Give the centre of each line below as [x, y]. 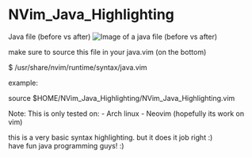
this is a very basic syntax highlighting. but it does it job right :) [111, 137]
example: [23, 83]
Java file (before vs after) [50, 37]
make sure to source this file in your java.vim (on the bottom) [107, 52]
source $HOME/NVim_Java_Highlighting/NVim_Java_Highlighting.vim [122, 98]
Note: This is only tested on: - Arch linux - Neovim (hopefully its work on [126, 114]
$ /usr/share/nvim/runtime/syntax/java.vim [78, 67]
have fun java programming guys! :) [66, 145]
